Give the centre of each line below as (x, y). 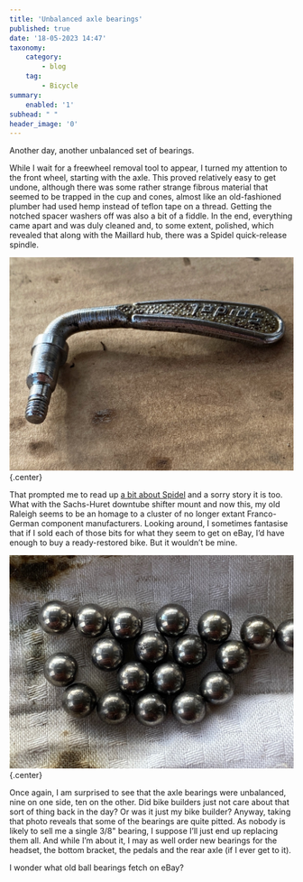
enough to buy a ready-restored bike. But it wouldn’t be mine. (124, 543)
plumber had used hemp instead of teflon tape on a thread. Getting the (141, 207)
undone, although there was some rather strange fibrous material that (139, 187)
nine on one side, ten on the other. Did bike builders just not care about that (150, 803)
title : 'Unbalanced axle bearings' (76, 19)
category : (44, 57)
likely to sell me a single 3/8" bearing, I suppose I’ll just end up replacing (144, 831)
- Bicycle (60, 86)
